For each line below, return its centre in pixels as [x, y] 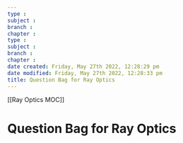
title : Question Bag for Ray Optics [61, 80]
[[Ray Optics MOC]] [36, 100]
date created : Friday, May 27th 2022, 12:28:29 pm [83, 67]
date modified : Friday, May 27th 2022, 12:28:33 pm [85, 73]
